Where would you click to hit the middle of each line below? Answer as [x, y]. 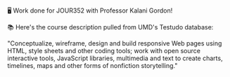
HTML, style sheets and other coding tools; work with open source [104, 51]
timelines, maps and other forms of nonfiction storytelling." [92, 65]
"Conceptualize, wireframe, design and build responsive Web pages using [115, 43]
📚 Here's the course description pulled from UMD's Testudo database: [110, 27]
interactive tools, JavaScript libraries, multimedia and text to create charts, [115, 58]
